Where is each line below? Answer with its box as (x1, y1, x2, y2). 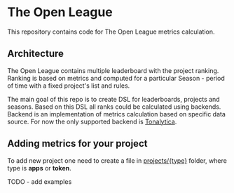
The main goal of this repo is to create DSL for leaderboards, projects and (7, 95, 220, 103)
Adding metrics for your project (7, 138, 148, 149)
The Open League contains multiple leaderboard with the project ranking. (7, 66, 219, 74)
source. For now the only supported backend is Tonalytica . (7, 117, 177, 126)
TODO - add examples (7, 177, 72, 186)
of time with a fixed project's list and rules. (7, 81, 130, 90)
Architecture (7, 48, 64, 60)
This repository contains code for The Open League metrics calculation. (7, 27, 215, 36)
